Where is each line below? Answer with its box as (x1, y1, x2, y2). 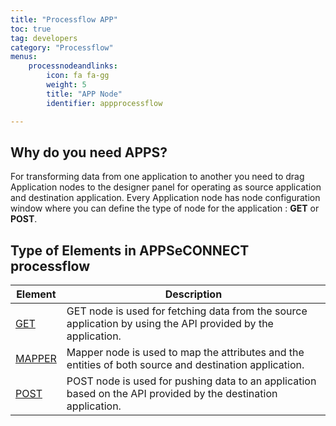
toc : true (10, 24, 52, 34)
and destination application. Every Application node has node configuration (10, 192, 321, 204)
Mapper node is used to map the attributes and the (66, 346, 305, 360)
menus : (10, 52, 38, 62)
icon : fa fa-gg (46, 71, 110, 81)
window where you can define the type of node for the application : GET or (10, 202, 320, 215)
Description (164, 287, 223, 301)
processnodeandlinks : (28, 61, 118, 71)
